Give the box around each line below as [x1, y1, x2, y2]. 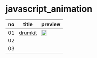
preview [41, 21, 61, 28]
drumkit [19, 29, 37, 36]
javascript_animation [5, 3, 93, 15]
